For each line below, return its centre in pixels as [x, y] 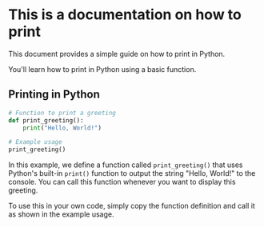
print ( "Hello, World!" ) [62, 128]
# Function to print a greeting [62, 113]
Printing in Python [54, 95]
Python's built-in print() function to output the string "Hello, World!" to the [132, 173]
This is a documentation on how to [125, 15]
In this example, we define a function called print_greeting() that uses [126, 165]
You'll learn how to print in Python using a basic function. [102, 69]
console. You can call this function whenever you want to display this [122, 182]
